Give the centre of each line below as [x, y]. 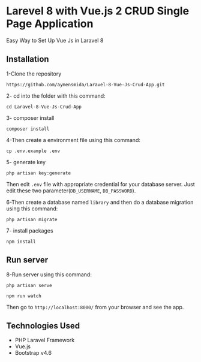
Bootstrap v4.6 [33, 353]
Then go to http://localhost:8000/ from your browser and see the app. [95, 307]
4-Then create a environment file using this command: [73, 140]
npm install [21, 242]
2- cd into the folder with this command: [56, 96]
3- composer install [30, 117]
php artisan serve [29, 285]
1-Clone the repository [34, 74]
